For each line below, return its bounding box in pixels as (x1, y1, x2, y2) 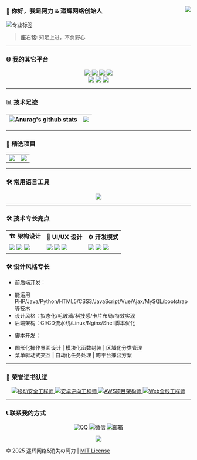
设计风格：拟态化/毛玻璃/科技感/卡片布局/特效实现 (14, 312, 135, 319)
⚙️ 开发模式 (87, 233, 119, 241)
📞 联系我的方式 (6, 409, 46, 417)
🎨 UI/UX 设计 (46, 233, 83, 241)
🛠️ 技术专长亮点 (6, 214, 50, 223)
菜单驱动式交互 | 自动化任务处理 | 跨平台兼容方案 (14, 352, 132, 359)
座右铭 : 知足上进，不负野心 (20, 34, 86, 41)
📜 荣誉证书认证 (6, 373, 48, 381)
